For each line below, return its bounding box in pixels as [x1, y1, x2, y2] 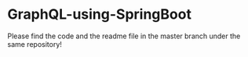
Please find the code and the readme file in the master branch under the [7, 31, 241, 41]
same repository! [7, 39, 62, 48]
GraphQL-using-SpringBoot [7, 5, 191, 23]
